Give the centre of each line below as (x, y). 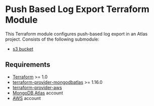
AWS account (27, 98)
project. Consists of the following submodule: (52, 39)
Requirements (28, 65)
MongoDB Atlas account (38, 93)
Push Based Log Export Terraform (77, 9)
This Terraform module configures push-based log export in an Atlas (76, 34)
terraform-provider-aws (37, 87)
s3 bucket (23, 49)
